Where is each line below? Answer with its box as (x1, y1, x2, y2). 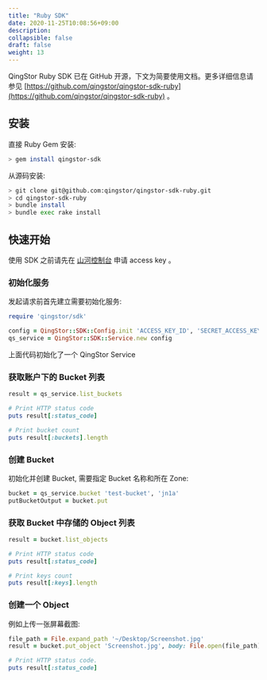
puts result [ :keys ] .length (8, 579, 98, 587)
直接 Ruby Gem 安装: (8, 139, 77, 149)
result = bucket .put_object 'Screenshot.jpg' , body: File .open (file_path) (8, 642, 261, 651)
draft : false (8, 41, 52, 49)
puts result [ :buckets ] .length (8, 433, 109, 441)
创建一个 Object (8, 600, 70, 611)
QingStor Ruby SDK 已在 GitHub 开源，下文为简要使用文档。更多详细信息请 (8, 72, 254, 80)
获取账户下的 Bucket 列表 (8, 371, 106, 383)
